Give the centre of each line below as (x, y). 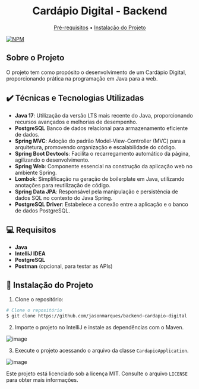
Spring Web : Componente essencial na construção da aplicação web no (104, 166)
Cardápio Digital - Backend (100, 11)
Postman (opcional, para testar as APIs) (64, 266)
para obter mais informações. (42, 379)
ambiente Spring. (36, 172)
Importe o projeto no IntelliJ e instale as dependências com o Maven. (99, 327)
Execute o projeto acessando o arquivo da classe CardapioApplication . (102, 350)
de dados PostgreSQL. (42, 211)
